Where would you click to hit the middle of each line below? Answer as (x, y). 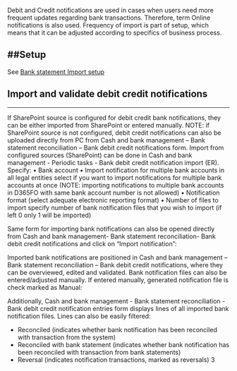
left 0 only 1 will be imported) (49, 215)
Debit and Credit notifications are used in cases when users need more (110, 10)
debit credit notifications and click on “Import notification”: (92, 243)
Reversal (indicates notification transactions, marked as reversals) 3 (116, 360)
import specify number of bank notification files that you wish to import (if (115, 207)
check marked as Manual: (45, 287)
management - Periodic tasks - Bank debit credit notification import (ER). (113, 162)
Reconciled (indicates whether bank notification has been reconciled (117, 329)
